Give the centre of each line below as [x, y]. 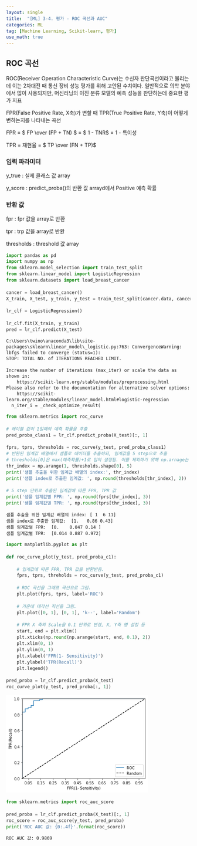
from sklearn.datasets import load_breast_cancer [68, 280]
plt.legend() [33, 668]
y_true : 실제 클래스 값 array [38, 175]
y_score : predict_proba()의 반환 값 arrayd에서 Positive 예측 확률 [81, 188]
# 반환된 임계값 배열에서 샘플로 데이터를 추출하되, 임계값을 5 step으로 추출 [86, 454]
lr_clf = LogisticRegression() [44, 311]
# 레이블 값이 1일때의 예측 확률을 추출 [47, 429]
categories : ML [25, 25]
